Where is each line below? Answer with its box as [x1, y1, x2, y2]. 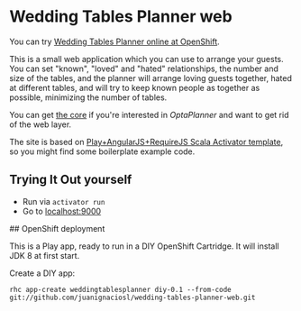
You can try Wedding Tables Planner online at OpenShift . [9, 36, 221, 47]
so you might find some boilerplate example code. [9, 146, 196, 157]
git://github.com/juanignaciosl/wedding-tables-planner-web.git [9, 293, 256, 302]
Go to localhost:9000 [22, 206, 102, 216]
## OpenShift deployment [9, 223, 105, 233]
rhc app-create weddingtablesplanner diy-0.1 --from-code [9, 285, 232, 294]
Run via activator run [22, 196, 105, 206]
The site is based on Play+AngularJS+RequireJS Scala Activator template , [9, 136, 284, 147]
